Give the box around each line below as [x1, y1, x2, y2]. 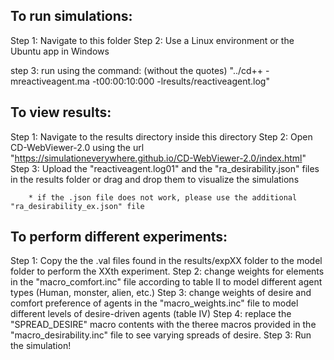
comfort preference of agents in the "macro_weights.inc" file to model [10, 297, 299, 309]
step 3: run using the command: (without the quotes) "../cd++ [10, 64, 264, 76]
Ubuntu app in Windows [10, 45, 110, 57]
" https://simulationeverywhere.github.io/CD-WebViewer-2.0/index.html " [10, 152, 307, 164]
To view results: [10, 104, 112, 121]
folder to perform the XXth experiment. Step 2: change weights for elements [10, 265, 325, 278]
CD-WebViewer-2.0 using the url [10, 141, 145, 153]
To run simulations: [10, 8, 133, 25]
